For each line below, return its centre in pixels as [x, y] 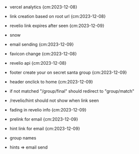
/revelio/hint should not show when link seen [54, 100]
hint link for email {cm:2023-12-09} [45, 128]
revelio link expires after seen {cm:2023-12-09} [57, 26]
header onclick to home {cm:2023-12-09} [51, 82]
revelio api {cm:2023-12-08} [38, 63]
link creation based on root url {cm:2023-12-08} [58, 16]
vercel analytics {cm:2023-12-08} [43, 7]
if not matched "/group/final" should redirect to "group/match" [72, 91]
